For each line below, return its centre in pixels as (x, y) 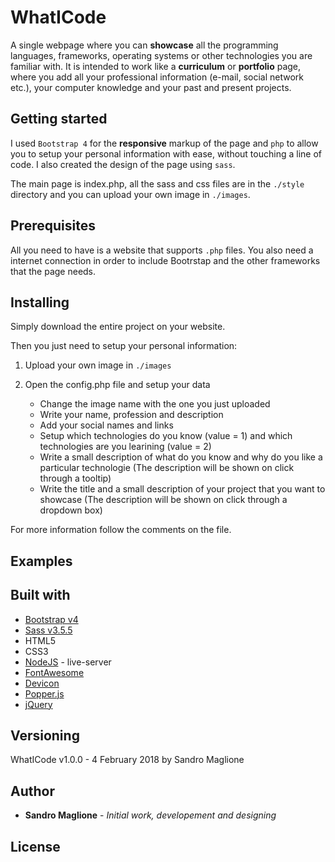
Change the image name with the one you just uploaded (155, 404)
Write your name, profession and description (131, 415)
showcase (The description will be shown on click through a (163, 500)
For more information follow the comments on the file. (121, 530)
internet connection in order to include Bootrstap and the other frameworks (165, 260)
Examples (41, 561)
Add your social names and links (106, 425)
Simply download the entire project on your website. (118, 327)
